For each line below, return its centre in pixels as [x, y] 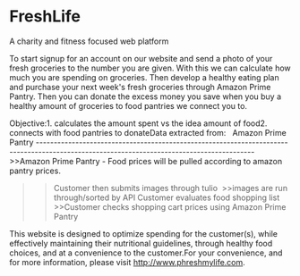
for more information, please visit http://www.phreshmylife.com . [128, 262]
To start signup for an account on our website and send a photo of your [141, 58]
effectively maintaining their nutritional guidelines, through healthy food [141, 243]
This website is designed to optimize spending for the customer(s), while [143, 233]
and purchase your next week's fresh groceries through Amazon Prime [140, 87]
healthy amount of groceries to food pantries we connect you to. [129, 105]
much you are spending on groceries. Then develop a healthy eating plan [144, 77]
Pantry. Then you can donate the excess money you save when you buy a [146, 96]
